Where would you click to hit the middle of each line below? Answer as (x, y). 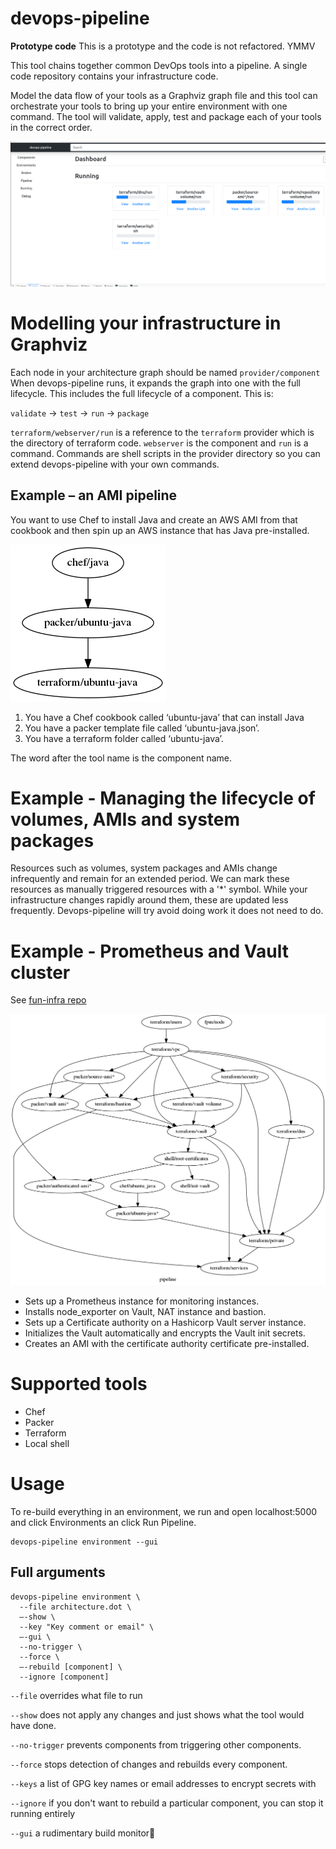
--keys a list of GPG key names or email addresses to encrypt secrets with (163, 1783)
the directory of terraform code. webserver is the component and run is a (159, 443)
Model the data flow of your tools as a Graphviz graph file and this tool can (164, 95)
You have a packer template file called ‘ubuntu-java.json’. (142, 728)
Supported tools (79, 1384)
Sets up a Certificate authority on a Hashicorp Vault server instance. (165, 1322)
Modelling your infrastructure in (146, 323)
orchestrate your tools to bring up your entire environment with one (149, 106)
